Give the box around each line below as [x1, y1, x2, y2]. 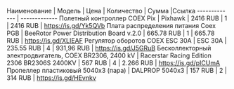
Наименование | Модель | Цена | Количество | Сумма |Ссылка [6, 7, 196, 15]
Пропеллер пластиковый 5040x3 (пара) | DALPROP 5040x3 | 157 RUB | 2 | [6, 67, 228, 74]
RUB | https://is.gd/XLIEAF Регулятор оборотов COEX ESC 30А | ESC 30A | [6, 36, 227, 45]
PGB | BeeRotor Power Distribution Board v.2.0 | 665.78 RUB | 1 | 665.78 [6, 29, 215, 37]
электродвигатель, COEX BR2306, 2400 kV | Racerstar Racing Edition [6, 51, 212, 60]
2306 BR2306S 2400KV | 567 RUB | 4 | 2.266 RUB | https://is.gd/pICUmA [6, 59, 221, 67]
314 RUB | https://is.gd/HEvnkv [6, 74, 96, 82]
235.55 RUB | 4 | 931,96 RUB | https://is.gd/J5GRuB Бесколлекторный [6, 44, 212, 52]
